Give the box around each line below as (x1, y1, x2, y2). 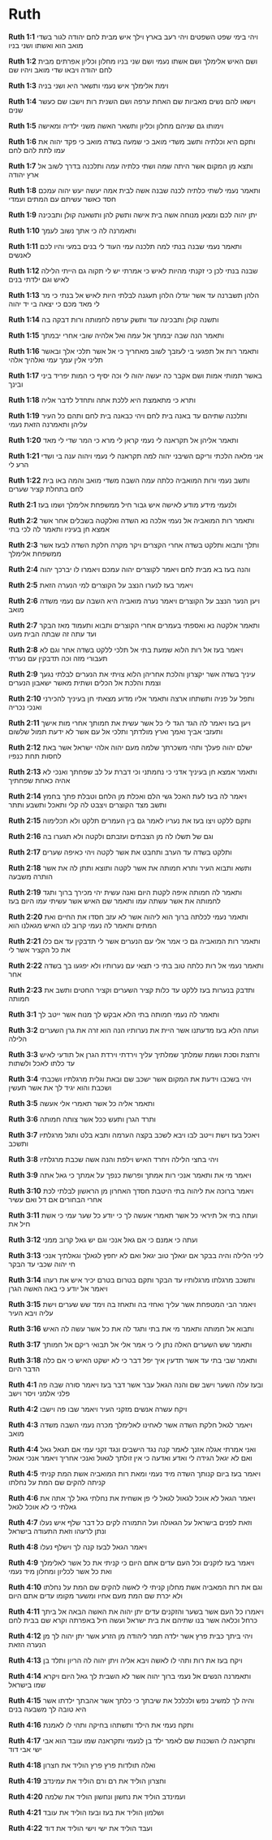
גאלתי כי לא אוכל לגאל (8, 1501, 77, 1511)
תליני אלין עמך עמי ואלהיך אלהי (8, 355, 104, 365)
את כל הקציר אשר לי (8, 945, 71, 955)
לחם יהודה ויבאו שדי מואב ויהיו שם (8, 64, 113, 74)
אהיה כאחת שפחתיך (8, 775, 71, 785)
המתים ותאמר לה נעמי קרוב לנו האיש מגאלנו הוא (8, 920, 157, 930)
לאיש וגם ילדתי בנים (8, 274, 70, 284)
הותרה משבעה (8, 872, 53, 881)
